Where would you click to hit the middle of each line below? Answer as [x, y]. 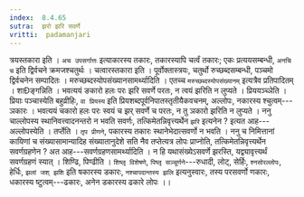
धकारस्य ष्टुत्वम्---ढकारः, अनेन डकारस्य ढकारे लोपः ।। [90, 183]
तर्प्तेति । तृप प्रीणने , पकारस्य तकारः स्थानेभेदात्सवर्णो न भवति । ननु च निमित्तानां [164, 131]
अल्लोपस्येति [27, 131]
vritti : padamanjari [50, 34]
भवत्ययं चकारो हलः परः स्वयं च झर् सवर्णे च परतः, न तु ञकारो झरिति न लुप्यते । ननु [154, 111]
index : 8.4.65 [38, 18]
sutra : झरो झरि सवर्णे [45, 26]
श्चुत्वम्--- [278, 101]
